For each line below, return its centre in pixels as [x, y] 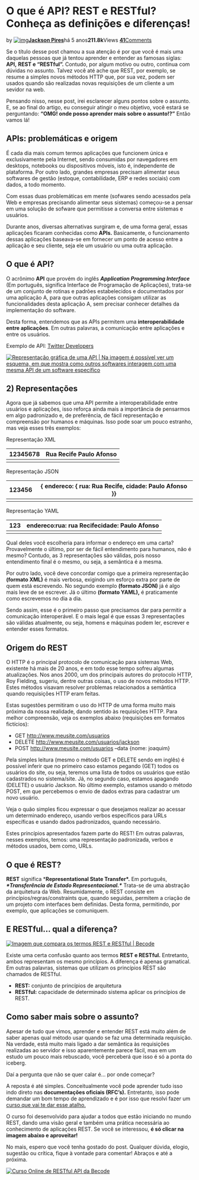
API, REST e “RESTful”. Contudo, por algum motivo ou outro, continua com [98, 64]
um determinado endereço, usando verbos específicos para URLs [86, 816]
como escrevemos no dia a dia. [44, 599]
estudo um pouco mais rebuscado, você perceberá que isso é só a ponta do [99, 1056]
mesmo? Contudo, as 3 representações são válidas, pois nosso [84, 556]
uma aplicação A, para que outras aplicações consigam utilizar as [86, 297]
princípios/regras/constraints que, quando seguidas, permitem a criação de [98, 898]
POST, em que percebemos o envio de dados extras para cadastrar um [93, 791]
